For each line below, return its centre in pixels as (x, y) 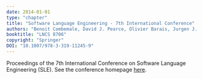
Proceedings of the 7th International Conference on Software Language (96, 63)
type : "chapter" (27, 18)
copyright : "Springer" (35, 40)
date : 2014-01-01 (28, 12)
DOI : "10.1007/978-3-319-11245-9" (50, 46)
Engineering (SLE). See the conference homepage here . (77, 69)
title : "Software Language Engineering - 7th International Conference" (101, 23)
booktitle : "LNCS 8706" (37, 35)
